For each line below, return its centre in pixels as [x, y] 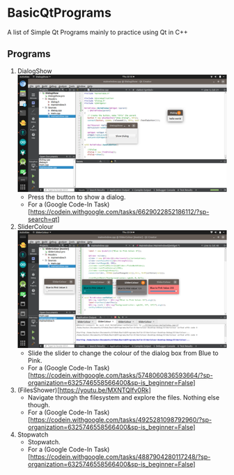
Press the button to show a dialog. [77, 197]
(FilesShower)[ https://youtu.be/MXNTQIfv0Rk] [84, 390]
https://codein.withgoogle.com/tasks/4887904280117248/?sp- [120, 457]
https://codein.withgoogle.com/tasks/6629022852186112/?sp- [120, 212]
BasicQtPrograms [59, 13]
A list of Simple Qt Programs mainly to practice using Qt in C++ [97, 32]
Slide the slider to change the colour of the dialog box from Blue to [123, 353]
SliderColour [35, 227]
